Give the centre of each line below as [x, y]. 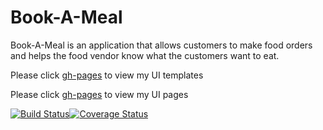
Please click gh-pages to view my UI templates [107, 75]
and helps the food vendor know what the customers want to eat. [145, 55]
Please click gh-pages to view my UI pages [99, 94]
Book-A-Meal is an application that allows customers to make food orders [161, 45]
